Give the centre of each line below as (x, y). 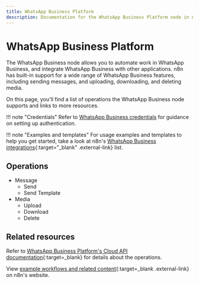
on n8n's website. (28, 275)
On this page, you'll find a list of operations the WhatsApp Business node (95, 99)
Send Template (42, 193)
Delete (32, 218)
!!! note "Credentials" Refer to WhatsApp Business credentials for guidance (98, 117)
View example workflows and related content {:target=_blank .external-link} (98, 269)
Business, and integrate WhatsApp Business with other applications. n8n (95, 69)
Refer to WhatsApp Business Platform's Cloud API (67, 251)
